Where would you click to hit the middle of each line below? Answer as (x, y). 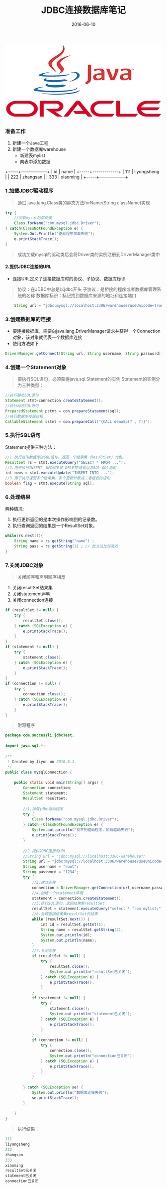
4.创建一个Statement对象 (36, 367)
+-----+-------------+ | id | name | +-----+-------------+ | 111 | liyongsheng (82, 172)
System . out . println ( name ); (69, 940)
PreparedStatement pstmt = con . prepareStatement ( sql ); (63, 411)
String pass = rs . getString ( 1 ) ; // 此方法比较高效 (66, 546)
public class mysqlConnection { (39, 772)
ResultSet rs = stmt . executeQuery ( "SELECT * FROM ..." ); (65, 462)
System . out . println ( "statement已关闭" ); (91, 1014)
